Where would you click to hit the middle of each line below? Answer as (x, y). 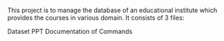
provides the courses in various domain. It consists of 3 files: (96, 18)
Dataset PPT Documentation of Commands (70, 31)
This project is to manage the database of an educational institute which (112, 10)
